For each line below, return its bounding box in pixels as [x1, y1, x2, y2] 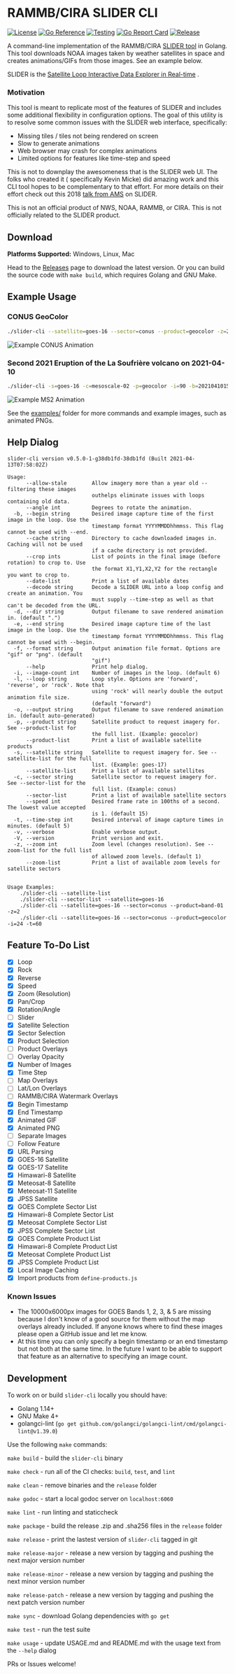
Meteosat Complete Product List [17, 1250, 111, 1258]
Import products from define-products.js [17, 1273, 138, 1282]
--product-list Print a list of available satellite [25, 737, 201, 744]
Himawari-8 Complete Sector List [17, 1210, 114, 1219]
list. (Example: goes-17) [92, 761, 168, 768]
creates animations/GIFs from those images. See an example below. [7, 56, 203, 64]
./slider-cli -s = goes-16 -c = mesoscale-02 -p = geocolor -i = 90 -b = [7, 383, 199, 390]
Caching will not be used [7, 541, 83, 548]
